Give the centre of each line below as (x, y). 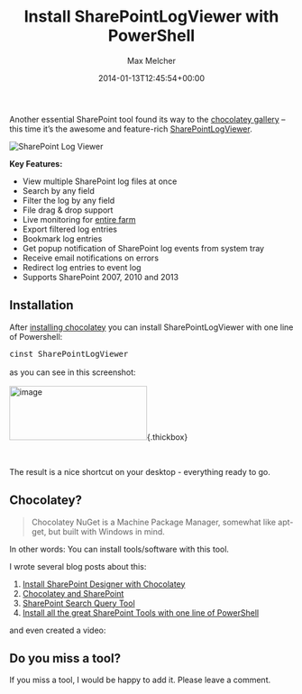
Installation (41, 305)
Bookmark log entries (62, 238)
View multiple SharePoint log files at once (100, 181)
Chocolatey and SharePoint (73, 593)
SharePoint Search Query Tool (78, 603)
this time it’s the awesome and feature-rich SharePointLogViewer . (131, 129)
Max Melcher (151, 60)
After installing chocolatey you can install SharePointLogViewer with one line (151, 327)
